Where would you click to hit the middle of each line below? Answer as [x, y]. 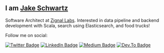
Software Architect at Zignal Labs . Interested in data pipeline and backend [82, 20]
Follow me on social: [26, 35]
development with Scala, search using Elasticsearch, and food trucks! [78, 25]
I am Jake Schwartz [37, 8]
